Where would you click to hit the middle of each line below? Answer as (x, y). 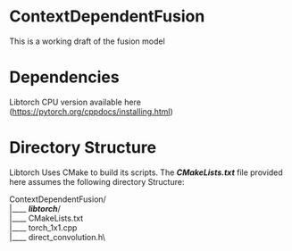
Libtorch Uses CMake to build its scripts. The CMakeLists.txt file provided (146, 172)
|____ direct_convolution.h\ (57, 237)
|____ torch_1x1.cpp (43, 227)
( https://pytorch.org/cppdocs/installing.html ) (92, 111)
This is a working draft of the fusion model (87, 41)
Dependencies (64, 77)
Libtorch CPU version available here (75, 102)
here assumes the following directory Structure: (97, 181)
